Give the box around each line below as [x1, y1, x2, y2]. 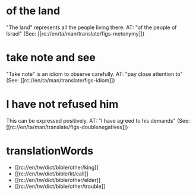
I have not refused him [6, 98, 119, 111]
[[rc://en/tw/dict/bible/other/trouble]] [14, 183, 106, 190]
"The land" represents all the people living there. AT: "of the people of [6, 24, 177, 31]
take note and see [6, 51, 96, 65]
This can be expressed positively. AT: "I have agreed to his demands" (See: [6, 117, 190, 124]
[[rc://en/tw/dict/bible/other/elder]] [14, 176, 101, 183]
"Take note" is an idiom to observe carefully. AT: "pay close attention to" [6, 70, 183, 78]
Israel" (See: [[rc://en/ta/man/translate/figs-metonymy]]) [6, 30, 145, 37]
